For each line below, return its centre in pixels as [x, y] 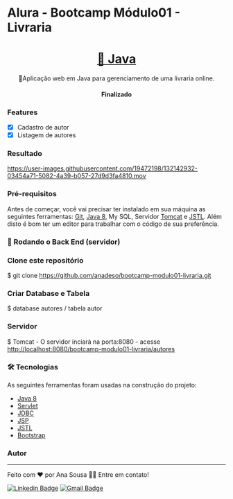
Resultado [25, 154]
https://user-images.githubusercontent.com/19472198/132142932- [103, 168]
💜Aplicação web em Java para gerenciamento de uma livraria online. [116, 78]
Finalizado [116, 94]
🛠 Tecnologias [33, 367]
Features [23, 112]
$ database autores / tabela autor [55, 308]
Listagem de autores [46, 135]
